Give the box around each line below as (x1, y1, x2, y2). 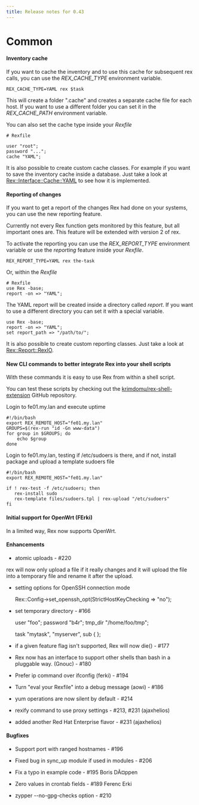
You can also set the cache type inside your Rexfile (6, 121, 133, 128)
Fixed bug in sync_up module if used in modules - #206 (14, 757, 152, 764)
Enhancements (6, 541, 45, 548)
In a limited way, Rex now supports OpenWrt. (6, 527, 117, 534)
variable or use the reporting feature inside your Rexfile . (6, 247, 144, 254)
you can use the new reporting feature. (6, 211, 103, 218)
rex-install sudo (14, 490, 58, 497)
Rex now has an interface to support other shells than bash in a (14, 654, 171, 661)
